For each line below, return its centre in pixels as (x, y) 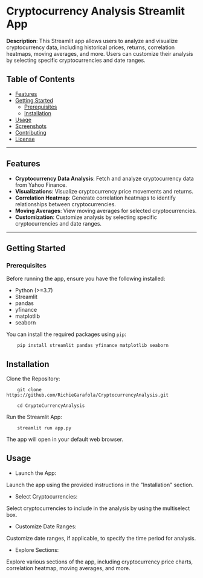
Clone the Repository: (33, 379)
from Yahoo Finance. (41, 185)
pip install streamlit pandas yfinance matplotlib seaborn (93, 346)
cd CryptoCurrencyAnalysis (51, 406)
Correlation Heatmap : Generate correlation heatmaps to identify (95, 198)
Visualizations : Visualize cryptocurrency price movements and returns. (104, 191)
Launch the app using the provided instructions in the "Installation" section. (100, 485)
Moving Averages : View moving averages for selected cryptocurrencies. (106, 210)
